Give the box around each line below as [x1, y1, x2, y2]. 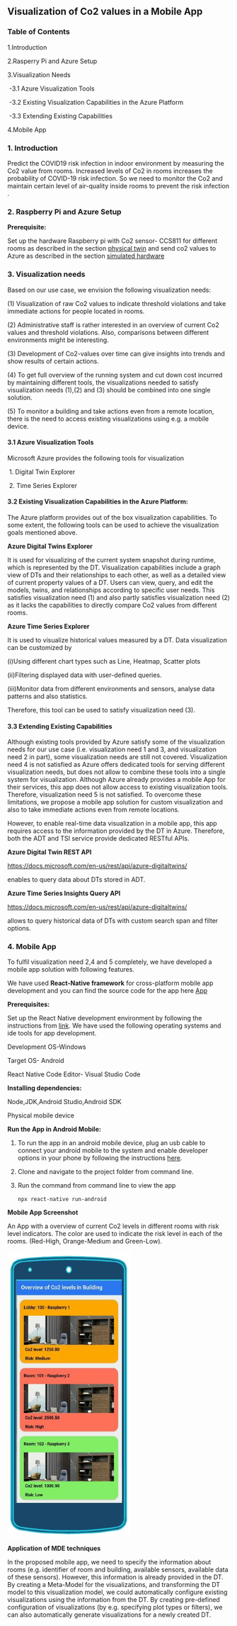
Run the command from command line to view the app [17, 1181, 176, 1190]
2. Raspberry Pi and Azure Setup [7, 207, 122, 217]
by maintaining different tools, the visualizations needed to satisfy [7, 378, 200, 387]
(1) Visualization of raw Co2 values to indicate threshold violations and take [7, 299, 226, 307]
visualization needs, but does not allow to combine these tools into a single [7, 768, 226, 776]
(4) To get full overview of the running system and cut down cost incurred [7, 370, 223, 379]
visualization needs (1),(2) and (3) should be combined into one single [7, 385, 211, 394]
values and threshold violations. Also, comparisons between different [7, 328, 209, 336]
